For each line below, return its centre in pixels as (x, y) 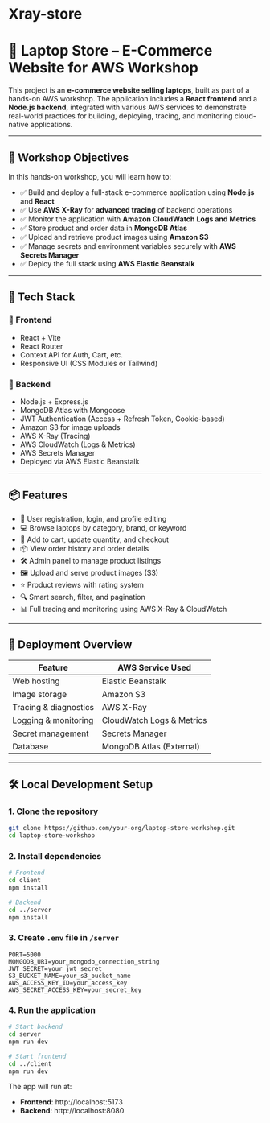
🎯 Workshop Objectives (69, 157)
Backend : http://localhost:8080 (72, 1111)
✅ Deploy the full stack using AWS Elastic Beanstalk (107, 263)
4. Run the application (52, 1009)
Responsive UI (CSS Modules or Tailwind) (89, 363)
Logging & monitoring (53, 720)
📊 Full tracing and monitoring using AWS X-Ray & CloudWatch (123, 609)
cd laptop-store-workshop (51, 836)
